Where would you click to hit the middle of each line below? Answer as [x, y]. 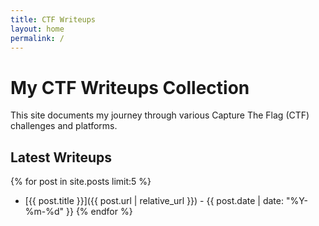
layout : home [37, 29]
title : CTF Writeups [53, 19]
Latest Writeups [61, 157]
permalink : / [37, 38]
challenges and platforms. [64, 126]
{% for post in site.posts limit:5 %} [81, 182]
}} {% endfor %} [99, 212]
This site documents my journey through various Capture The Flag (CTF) [160, 115]
